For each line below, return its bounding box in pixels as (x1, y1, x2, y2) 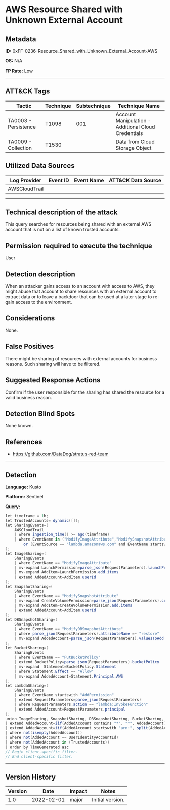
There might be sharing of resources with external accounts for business (5, 355, 157, 361)
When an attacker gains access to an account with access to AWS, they (5, 283, 155, 289)
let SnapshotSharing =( (5, 584, 53, 589)
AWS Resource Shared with (5, 4, 123, 15)
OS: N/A (5, 58, 23, 64)
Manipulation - (115, 117, 151, 124)
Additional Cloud (115, 123, 155, 130)
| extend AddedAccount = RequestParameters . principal (14, 706, 125, 712)
